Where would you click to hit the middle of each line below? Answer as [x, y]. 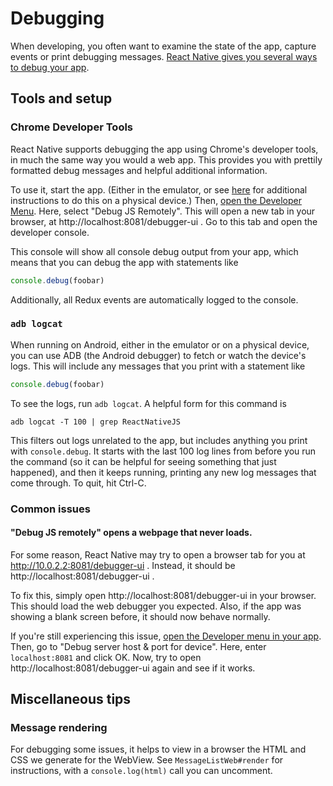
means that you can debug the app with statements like [124, 262]
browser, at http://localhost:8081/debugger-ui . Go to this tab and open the [164, 221]
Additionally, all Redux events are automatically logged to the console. [154, 299]
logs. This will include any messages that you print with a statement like [158, 366]
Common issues [50, 509]
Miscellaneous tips [71, 699]
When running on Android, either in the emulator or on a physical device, [160, 344]
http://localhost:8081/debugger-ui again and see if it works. [133, 668]
